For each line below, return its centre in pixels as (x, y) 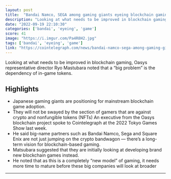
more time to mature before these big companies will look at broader (84, 166)
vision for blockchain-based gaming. (62, 144)
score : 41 (16, 34)
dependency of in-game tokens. (39, 73)
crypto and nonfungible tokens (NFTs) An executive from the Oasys (83, 117)
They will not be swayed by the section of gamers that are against (82, 112)
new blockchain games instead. (46, 155)
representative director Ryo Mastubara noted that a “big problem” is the (80, 68)
